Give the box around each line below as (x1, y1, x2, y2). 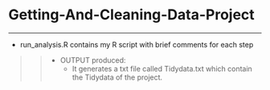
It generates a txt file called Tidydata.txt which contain (72, 63, 253, 73)
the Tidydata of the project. (72, 72, 163, 82)
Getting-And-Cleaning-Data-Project (8, 6, 255, 24)
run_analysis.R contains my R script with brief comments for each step (19, 39, 254, 49)
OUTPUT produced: (59, 55, 126, 65)
